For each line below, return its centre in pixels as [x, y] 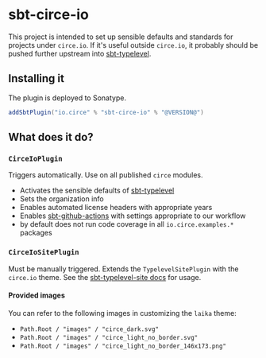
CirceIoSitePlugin [44, 253]
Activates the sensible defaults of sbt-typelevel [97, 191]
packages [36, 233]
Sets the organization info [62, 199]
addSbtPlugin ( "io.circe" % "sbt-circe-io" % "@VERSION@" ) [106, 112]
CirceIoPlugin [35, 158]
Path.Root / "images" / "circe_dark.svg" [89, 329]
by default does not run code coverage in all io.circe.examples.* [127, 224]
